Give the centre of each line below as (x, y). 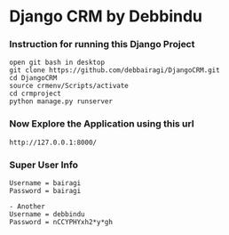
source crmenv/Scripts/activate (69, 86)
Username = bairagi (45, 183)
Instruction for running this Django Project (102, 45)
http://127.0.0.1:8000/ (53, 142)
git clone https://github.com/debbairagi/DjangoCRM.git (114, 70)
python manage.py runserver (61, 101)
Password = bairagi (45, 191)
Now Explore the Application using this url (102, 124)
